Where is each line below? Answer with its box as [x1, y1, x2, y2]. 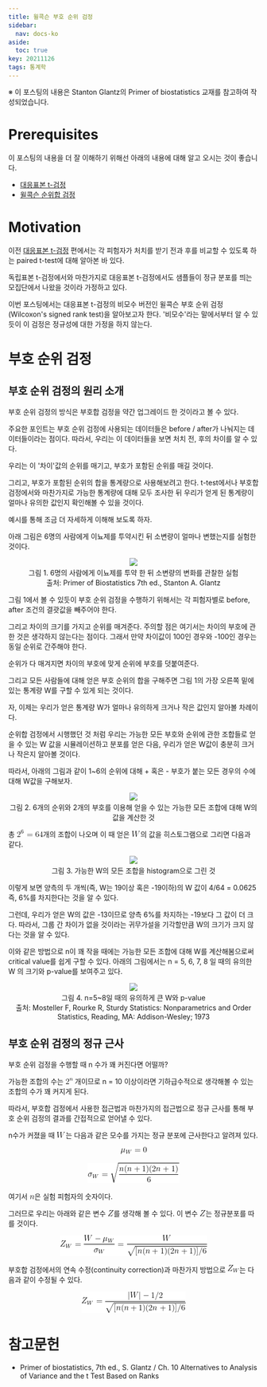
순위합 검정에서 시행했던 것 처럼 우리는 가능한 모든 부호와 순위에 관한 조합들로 [8, 729, 248, 739]
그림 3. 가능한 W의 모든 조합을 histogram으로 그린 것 [51, 866, 216, 875]
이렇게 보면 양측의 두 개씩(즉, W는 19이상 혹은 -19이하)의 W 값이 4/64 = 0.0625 [8, 882, 257, 892]
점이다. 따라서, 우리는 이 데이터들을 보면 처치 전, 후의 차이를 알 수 [48, 434, 250, 443]
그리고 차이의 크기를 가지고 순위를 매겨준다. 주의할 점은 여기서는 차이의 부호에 [8, 622, 248, 631]
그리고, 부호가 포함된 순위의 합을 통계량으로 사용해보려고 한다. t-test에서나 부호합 [8, 477, 259, 487]
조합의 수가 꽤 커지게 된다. [8, 1086, 89, 1096]
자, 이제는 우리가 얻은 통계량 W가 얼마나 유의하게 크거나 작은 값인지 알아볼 [8, 702, 238, 712]
